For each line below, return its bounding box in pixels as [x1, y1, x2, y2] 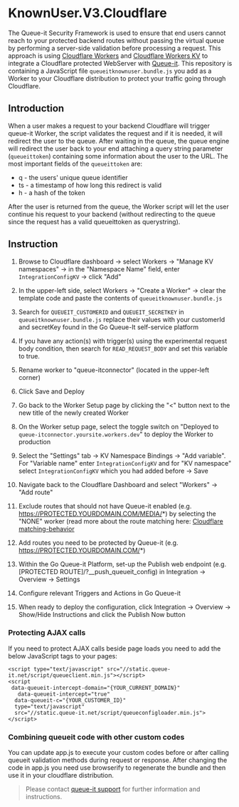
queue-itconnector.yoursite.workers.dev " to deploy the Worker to [18, 430, 214, 438]
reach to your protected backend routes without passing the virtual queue [8, 36, 225, 44]
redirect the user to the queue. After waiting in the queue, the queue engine [8, 136, 230, 145]
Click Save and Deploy [18, 387, 85, 396]
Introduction [8, 102, 65, 115]
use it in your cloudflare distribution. [8, 771, 115, 780]
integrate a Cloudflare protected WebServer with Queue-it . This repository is [8, 59, 233, 67]
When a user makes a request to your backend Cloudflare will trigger [8, 121, 211, 130]
